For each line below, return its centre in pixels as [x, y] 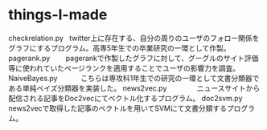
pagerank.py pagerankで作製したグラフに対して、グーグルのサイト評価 [133, 58]
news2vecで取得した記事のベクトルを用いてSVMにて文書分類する [118, 108]
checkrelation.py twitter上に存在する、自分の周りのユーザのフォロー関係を [134, 38]
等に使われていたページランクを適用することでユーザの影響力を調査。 [124, 68]
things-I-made [58, 15]
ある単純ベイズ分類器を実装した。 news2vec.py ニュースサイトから [134, 88]
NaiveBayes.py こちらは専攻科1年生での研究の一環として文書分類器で [134, 78]
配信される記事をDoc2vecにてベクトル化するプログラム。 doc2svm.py [125, 98]
